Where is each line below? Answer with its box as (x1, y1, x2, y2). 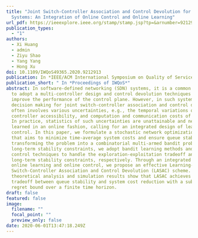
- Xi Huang (11, 42, 38, 48)
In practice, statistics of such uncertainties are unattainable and (11, 119, 186, 125)
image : (6, 201, 22, 207)
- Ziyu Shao (11, 53, 41, 58)
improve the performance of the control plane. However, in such (11, 96, 176, 102)
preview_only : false (11, 217, 62, 223)
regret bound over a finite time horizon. (11, 184, 117, 190)
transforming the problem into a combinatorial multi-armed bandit (11, 140, 181, 146)
